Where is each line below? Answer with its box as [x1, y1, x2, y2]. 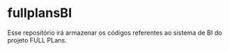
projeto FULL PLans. [7, 35, 68, 44]
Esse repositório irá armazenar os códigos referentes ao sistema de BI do [7, 28, 223, 37]
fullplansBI [7, 5, 73, 21]
